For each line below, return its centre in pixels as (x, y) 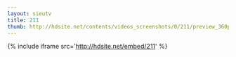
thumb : (17, 26)
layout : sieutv (29, 14)
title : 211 (23, 20)
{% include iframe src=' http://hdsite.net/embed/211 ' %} (87, 47)
